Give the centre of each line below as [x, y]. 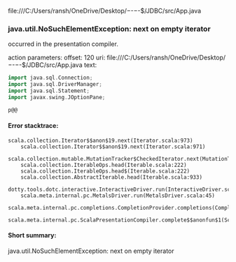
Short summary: [32, 235]
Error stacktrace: [33, 126]
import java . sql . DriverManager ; [55, 85]
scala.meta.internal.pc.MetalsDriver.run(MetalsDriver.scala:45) [118, 196]
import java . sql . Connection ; [50, 78]
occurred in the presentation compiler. [63, 44]
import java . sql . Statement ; [49, 91]
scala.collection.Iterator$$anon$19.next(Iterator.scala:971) [113, 147]
